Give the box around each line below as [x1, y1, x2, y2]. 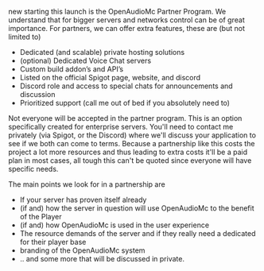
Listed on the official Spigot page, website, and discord [19, 73, 201, 82]
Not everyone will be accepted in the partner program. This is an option [8, 114, 243, 122]
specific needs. [8, 165, 59, 173]
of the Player [19, 212, 62, 221]
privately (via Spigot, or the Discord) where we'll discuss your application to [8, 130, 257, 140]
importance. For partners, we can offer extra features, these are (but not [8, 24, 245, 33]
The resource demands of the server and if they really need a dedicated [19, 229, 256, 238]
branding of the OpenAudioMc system [19, 246, 146, 255]
